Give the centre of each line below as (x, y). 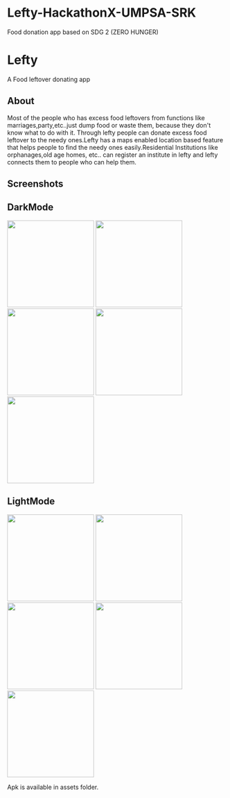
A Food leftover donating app (49, 79)
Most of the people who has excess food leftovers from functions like (106, 118)
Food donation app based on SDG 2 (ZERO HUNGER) (83, 32)
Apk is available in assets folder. (53, 787)
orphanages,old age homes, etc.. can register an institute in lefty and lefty (113, 155)
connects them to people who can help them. (72, 162)
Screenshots (35, 184)
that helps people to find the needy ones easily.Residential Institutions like (113, 147)
